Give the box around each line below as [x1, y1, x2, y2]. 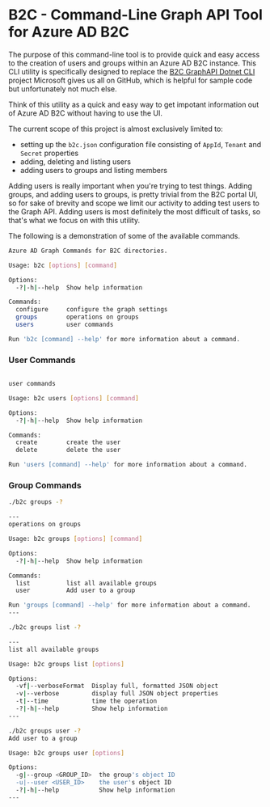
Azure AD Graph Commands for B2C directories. [8, 247, 168, 255]
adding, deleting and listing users [19, 156, 132, 167]
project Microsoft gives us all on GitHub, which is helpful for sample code [8, 75, 253, 85]
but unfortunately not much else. [8, 83, 117, 94]
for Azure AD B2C [8, 23, 129, 41]
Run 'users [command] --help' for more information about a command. [8, 461, 248, 469]
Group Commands [8, 480, 82, 491]
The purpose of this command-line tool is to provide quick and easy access [8, 49, 260, 59]
